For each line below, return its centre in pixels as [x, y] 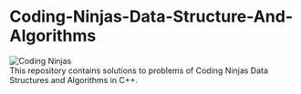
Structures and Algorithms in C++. [74, 80]
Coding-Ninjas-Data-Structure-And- [151, 17]
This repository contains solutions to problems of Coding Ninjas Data [139, 70]
